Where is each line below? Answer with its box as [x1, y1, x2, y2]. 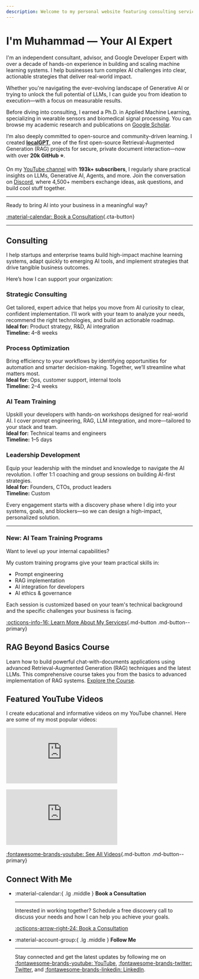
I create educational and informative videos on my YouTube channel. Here [6, 710, 187, 717]
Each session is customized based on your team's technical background [6, 600, 182, 608]
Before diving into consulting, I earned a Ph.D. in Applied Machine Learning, [6, 108, 191, 116]
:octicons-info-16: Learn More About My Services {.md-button [6, 618, 157, 626]
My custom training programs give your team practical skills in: [6, 559, 160, 566]
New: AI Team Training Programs [6, 534, 103, 542]
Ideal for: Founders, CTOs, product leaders [6, 483, 111, 490]
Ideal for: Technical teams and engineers [6, 430, 107, 437]
